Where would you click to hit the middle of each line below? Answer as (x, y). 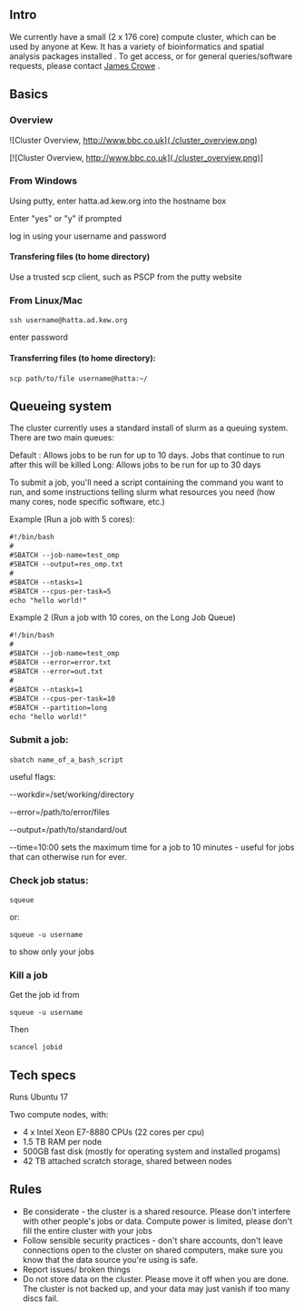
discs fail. (40, 1298)
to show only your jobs (52, 951)
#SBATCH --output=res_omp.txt (67, 565)
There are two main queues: (62, 438)
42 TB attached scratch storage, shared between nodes (127, 1161)
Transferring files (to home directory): (83, 358)
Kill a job (29, 975)
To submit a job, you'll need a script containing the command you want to (147, 483)
